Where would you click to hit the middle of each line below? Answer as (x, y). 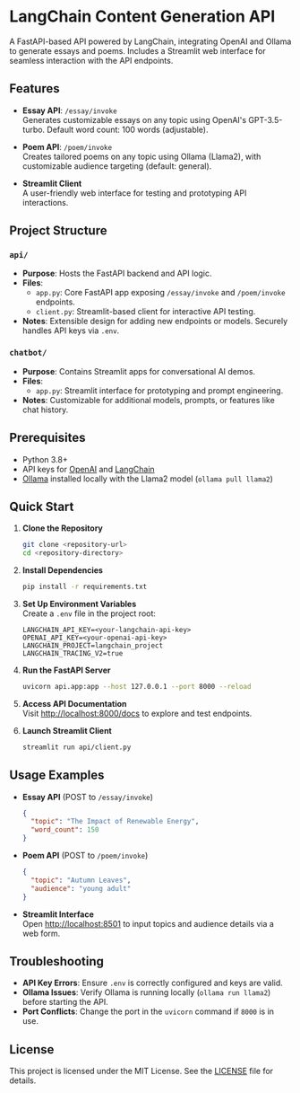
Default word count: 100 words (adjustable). (128, 129)
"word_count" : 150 (65, 830)
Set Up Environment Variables (79, 604)
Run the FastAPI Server (66, 670)
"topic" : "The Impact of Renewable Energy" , (115, 822)
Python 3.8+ (45, 459)
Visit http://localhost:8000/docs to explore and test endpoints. (137, 713)
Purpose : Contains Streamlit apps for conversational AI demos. (139, 371)
